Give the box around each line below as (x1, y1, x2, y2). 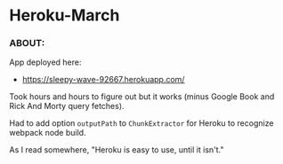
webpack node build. (9, 128, 86, 138)
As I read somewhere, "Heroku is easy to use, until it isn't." (9, 144, 224, 155)
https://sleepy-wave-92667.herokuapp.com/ (21, 74, 185, 85)
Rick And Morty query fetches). (9, 101, 125, 112)
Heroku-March (9, 5, 120, 26)
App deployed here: (9, 57, 82, 67)
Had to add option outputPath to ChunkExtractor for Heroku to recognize (9, 118, 274, 129)
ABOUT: (9, 37, 45, 50)
